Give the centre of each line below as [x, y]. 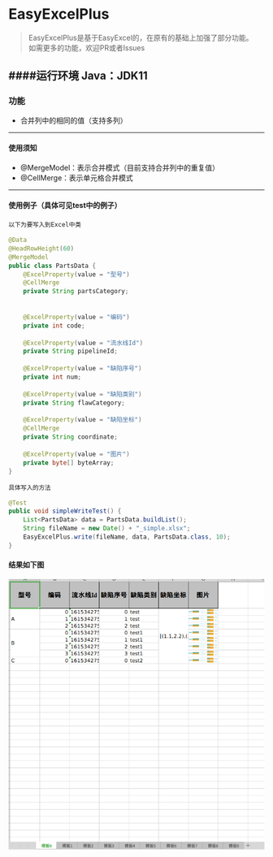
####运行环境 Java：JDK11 [78, 76]
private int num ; [52, 377]
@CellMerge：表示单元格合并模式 [77, 177]
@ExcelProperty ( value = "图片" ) [76, 454]
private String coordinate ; [70, 437]
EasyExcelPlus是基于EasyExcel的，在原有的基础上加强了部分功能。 [141, 37]
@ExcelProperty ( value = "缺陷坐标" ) [82, 420]
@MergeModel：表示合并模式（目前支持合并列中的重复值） [120, 167]
